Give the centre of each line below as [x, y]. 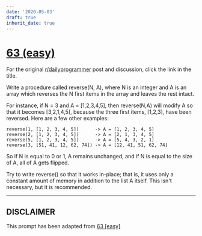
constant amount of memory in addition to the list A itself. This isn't [89, 181]
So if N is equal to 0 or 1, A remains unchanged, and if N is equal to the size [99, 157]
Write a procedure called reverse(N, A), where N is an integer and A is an [96, 87]
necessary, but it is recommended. [49, 187]
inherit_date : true [31, 23]
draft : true [21, 17]
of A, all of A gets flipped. [38, 163]
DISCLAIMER [31, 212]
